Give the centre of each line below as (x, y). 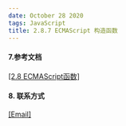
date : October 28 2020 (46, 16)
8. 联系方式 (27, 96)
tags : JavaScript (37, 23)
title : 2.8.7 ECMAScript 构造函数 (63, 30)
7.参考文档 (25, 57)
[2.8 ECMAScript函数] (44, 76)
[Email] (20, 114)
